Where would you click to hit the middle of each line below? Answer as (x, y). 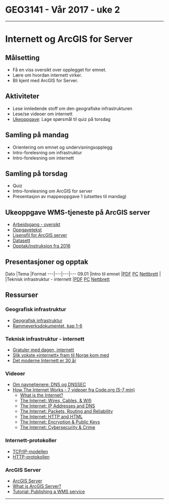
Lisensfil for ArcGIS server (40, 235)
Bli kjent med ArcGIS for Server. (45, 80)
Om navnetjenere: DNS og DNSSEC (49, 385)
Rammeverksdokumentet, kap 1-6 (47, 326)
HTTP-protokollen (31, 457)
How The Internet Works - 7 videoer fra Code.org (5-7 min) (74, 390)
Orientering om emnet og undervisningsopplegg (62, 147)
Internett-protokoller (31, 440)
